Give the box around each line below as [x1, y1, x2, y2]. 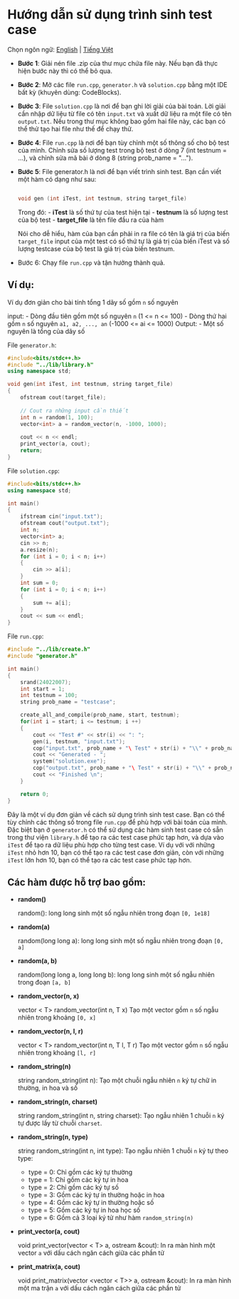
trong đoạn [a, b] [17, 978, 71, 987]
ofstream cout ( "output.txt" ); [20, 520, 110, 527]
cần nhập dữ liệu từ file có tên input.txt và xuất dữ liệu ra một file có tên [17, 109, 232, 118]
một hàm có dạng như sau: [17, 175, 97, 183]
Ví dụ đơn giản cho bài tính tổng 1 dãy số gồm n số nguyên [7, 297, 179, 306]
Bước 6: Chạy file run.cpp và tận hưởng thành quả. [17, 258, 166, 267]
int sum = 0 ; [20, 579, 59, 586]
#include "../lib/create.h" [7, 646, 91, 653]
